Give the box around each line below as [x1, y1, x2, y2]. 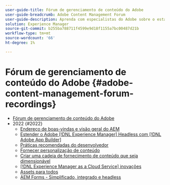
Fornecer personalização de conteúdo [20, 147, 100, 153]
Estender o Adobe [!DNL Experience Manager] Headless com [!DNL [20, 131, 162, 137]
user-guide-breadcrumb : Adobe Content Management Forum [5, 12, 125, 17]
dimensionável [20, 158, 51, 164]
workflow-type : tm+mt [5, 31, 51, 36]
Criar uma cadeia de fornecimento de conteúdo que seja [20, 152, 138, 159]
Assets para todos [20, 168, 58, 174]
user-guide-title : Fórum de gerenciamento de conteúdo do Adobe [5, 7, 144, 13]
